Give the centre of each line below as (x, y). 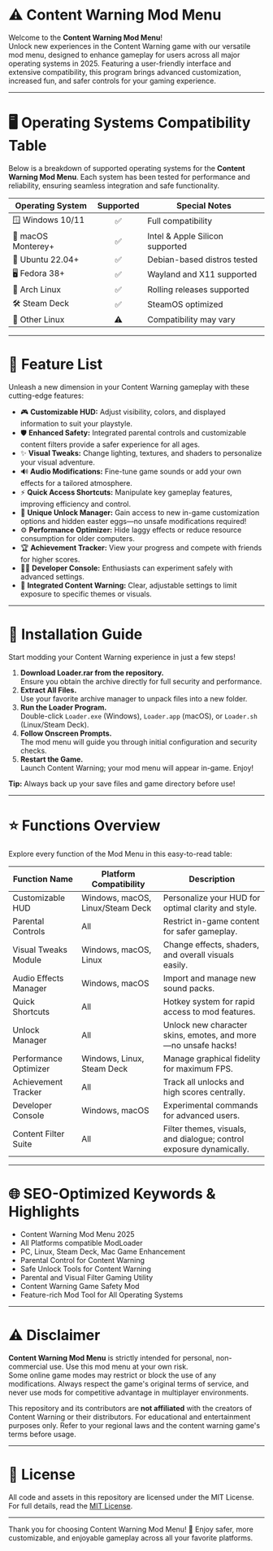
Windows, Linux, (113, 1058)
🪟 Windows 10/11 (49, 220)
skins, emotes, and (199, 1035)
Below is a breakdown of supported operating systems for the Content (127, 168)
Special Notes (204, 205)
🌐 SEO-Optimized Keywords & (112, 1193)
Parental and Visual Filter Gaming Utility (87, 1277)
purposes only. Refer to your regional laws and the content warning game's (134, 1425)
